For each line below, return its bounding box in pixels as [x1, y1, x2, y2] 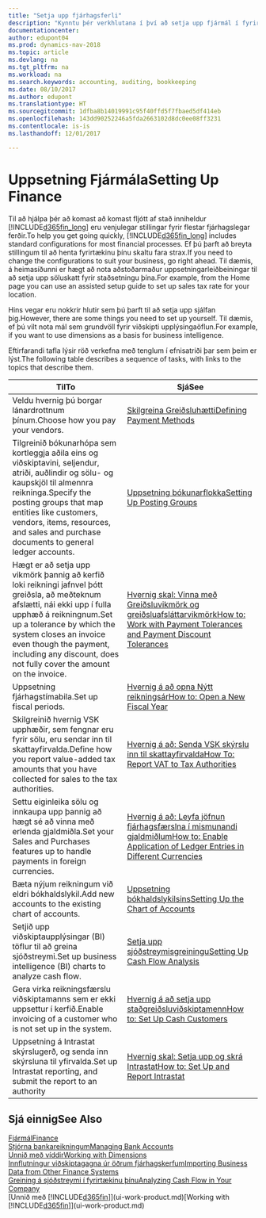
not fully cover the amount [12, 658, 110, 669]
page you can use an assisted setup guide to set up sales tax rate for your [8, 281, 250, 290]
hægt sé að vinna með [12, 816, 95, 827]
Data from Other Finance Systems [8, 1167, 119, 1177]
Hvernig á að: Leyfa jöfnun [126, 810, 226, 822]
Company [8, 1184, 40, 1193]
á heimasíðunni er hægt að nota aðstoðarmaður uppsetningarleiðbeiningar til [8, 264, 257, 274]
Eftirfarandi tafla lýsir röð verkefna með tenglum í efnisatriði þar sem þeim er [8, 346, 257, 355]
